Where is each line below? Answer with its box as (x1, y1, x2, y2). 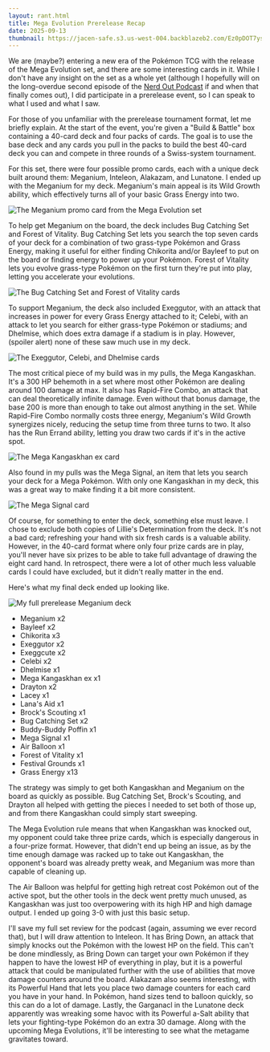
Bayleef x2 (19, 622, 56, 632)
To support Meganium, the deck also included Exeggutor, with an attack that (8, 303, 261, 313)
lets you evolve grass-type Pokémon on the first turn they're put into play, (8, 263, 253, 273)
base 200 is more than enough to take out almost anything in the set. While (8, 402, 257, 412)
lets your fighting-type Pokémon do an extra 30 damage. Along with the (8, 1017, 247, 1027)
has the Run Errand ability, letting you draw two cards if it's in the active (8, 428, 247, 438)
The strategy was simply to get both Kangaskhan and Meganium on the (8, 783, 245, 793)
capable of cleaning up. (8, 866, 87, 876)
